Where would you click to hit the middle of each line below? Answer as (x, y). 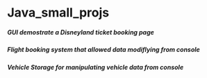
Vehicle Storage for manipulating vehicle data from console (96, 67)
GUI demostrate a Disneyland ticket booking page (81, 32)
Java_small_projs (58, 13)
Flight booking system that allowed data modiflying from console (104, 50)
